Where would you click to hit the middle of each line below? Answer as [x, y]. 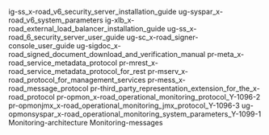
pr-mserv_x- [168, 71]
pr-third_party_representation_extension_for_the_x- [175, 88]
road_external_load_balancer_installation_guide [87, 29]
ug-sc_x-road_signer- [162, 37]
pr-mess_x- [166, 80]
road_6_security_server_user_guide [67, 37]
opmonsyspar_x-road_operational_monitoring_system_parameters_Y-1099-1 [135, 114]
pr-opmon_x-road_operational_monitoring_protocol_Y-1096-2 [158, 97]
